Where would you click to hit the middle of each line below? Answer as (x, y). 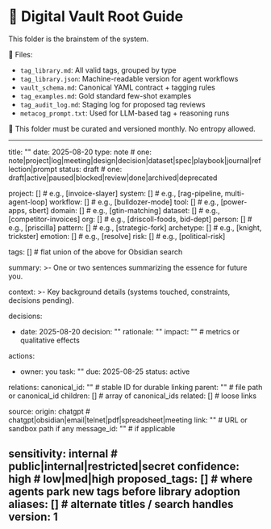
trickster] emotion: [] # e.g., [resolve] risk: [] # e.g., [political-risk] (117, 236)
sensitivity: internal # (63, 454)
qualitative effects (50, 340)
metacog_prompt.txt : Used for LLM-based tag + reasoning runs (125, 113)
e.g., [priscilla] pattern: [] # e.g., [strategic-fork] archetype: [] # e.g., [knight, (135, 227)
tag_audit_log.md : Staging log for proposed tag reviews (113, 104)
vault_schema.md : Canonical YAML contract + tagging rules (117, 87)
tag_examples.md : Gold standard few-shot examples (106, 95)
